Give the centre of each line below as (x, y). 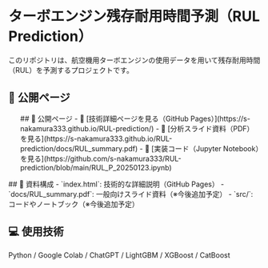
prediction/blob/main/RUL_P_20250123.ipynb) (96, 167)
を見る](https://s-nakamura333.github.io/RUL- (96, 138)
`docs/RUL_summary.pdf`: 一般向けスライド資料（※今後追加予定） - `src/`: (131, 194)
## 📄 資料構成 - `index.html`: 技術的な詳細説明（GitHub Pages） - (116, 184)
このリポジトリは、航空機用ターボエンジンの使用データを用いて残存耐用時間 (134, 60)
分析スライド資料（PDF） (212, 128)
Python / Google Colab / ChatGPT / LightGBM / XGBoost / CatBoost (119, 255)
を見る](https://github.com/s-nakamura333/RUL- (100, 158)
